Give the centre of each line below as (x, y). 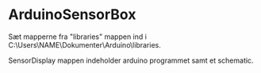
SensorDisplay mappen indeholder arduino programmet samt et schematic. (131, 60)
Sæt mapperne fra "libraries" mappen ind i (77, 36)
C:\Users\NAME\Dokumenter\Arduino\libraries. (84, 44)
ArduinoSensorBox (72, 15)
